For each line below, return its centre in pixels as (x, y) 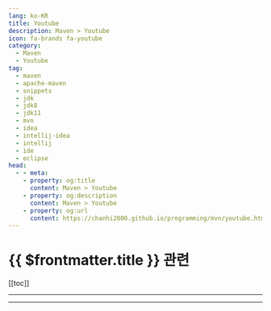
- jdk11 (29, 114)
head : (17, 166)
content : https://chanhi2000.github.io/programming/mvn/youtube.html (149, 218)
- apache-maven (41, 83)
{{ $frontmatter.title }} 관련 (99, 261)
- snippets (34, 91)
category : (25, 46)
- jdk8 (27, 106)
